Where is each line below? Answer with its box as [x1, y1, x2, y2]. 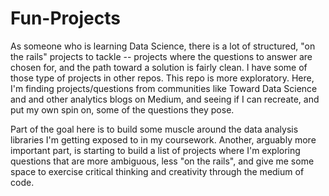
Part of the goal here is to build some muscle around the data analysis [10, 123, 299, 135]
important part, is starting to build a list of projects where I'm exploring [10, 144, 301, 156]
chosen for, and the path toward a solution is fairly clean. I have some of [10, 61, 308, 73]
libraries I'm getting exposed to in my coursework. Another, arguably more [10, 133, 317, 146]
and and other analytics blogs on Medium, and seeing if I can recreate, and [10, 93, 320, 105]
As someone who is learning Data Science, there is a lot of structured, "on [10, 40, 316, 52]
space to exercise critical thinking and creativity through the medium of [10, 165, 305, 177]
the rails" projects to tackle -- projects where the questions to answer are [10, 50, 313, 62]
